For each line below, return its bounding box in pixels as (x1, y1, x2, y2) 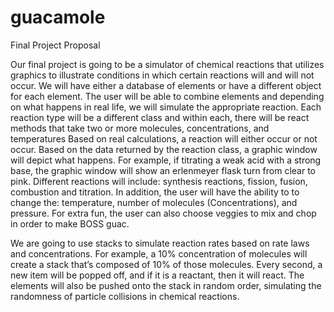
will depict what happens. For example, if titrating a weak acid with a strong (10, 154, 322, 166)
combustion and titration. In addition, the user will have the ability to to (10, 186, 300, 198)
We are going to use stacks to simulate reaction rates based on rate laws (10, 237, 310, 249)
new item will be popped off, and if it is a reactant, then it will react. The (10, 269, 305, 281)
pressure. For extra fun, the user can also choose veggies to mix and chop (10, 207, 317, 219)
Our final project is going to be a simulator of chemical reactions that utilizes (10, 58, 325, 70)
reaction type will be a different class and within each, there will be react (10, 111, 310, 123)
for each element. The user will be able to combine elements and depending (10, 90, 325, 102)
